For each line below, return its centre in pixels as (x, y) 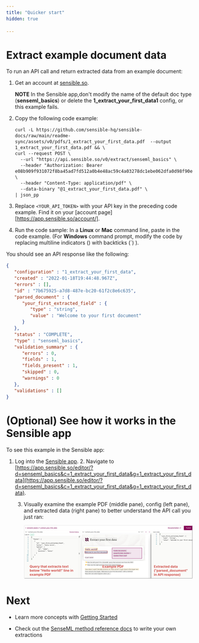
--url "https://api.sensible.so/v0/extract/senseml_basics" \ (99, 160)
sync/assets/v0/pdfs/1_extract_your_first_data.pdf (80, 142)
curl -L (24, 130)
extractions (28, 635)
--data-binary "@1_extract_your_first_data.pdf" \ (84, 189)
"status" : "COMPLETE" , (43, 335)
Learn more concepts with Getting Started (66, 617)
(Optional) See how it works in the (91, 421)
